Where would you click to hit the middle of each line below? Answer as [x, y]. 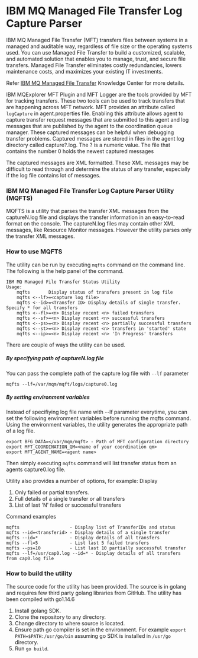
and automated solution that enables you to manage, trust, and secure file [96, 59]
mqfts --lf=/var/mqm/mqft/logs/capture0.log [62, 384]
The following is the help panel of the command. [65, 271]
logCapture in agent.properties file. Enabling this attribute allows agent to [95, 113]
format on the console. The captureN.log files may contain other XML [91, 224]
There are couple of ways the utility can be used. [66, 345]
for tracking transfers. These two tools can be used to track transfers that [95, 101]
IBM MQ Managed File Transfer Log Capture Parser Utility [90, 190]
